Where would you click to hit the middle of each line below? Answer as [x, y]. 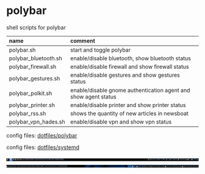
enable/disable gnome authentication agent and [130, 90]
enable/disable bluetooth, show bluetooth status [130, 58]
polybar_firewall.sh [33, 67]
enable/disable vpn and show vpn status [121, 122]
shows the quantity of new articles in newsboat [129, 114]
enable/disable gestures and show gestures [125, 75]
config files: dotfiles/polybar [42, 135]
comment [83, 41]
